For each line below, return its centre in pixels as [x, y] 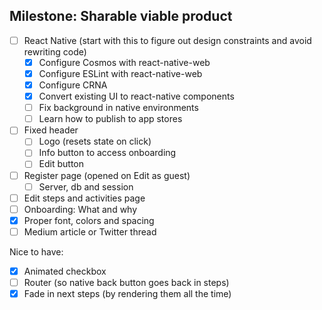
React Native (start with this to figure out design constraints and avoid [167, 40]
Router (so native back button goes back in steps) [126, 282]
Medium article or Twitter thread [90, 231]
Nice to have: [36, 251]
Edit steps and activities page [84, 198]
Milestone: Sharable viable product [121, 16]
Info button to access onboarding [107, 153]
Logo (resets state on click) [95, 141]
